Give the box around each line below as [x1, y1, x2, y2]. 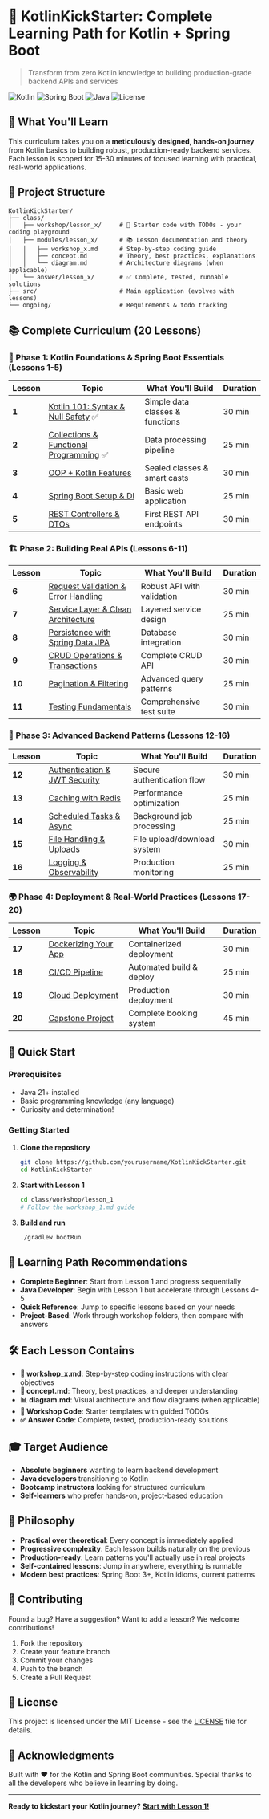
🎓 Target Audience [8, 1440, 109, 1454]
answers [19, 1320, 49, 1329]
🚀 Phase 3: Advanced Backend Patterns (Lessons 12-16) [8, 730, 231, 741]
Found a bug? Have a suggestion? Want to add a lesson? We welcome [8, 1613, 240, 1624]
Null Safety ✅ [48, 411, 99, 422]
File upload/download [133, 833, 215, 844]
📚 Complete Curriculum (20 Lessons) [8, 324, 202, 337]
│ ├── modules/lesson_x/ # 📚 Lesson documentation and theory [8, 236, 248, 244]
